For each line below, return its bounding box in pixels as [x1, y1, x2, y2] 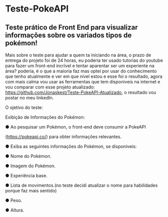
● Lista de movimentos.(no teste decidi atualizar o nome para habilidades [5, 182, 158, 188]
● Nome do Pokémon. [5, 153, 52, 159]
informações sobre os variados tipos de [5, 31, 132, 39]
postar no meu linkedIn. [5, 95, 54, 100]
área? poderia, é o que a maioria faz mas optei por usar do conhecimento [5, 68, 157, 74]
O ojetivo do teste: [5, 104, 44, 111]
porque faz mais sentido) [5, 188, 57, 193]
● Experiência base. [5, 173, 48, 178]
